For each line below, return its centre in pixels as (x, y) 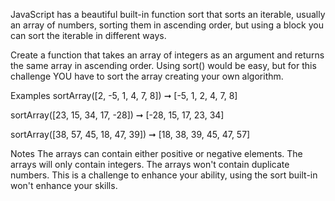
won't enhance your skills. (64, 185)
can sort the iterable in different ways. (88, 35)
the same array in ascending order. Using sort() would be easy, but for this (163, 65)
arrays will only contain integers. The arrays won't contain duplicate (150, 164)
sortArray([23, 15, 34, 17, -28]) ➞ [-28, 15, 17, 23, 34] (117, 115)
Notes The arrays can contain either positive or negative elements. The (156, 153)
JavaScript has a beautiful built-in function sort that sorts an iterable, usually (168, 14)
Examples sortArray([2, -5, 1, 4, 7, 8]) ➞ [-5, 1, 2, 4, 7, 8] (124, 95)
